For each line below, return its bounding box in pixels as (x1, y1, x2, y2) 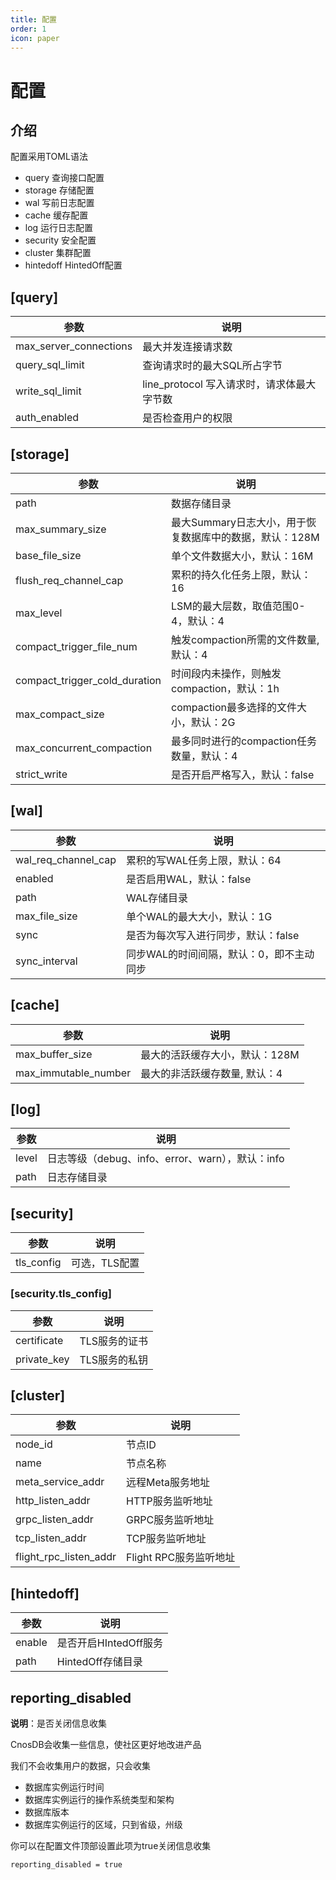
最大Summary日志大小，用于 (171, 516, 307, 529)
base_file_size (15, 549, 82, 562)
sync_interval (15, 954, 78, 968)
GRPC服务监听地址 (126, 1513, 215, 1527)
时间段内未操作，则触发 (171, 667, 282, 680)
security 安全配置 (24, 234, 97, 246)
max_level (15, 606, 63, 620)
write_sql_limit (15, 384, 82, 398)
